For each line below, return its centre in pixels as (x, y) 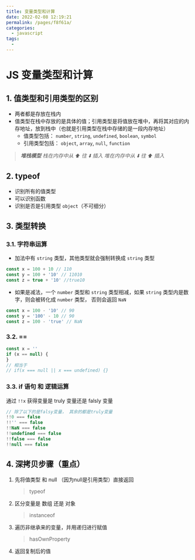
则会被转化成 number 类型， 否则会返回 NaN (76, 299)
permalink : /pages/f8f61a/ (39, 22)
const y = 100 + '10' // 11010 (44, 275)
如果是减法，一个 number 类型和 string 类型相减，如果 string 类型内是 (99, 292)
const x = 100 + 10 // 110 (39, 269)
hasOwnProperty (49, 539)
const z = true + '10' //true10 (45, 280)
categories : (20, 28)
